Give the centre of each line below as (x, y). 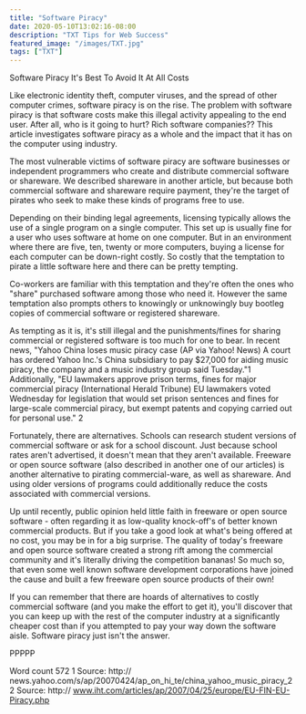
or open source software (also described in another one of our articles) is (147, 465)
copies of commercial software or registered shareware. (115, 313)
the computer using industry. (64, 144)
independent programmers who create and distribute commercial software (149, 171)
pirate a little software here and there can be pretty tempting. (124, 266)
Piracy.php (30, 700)
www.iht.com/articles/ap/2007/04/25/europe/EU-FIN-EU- (181, 690)
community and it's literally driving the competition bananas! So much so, (147, 560)
